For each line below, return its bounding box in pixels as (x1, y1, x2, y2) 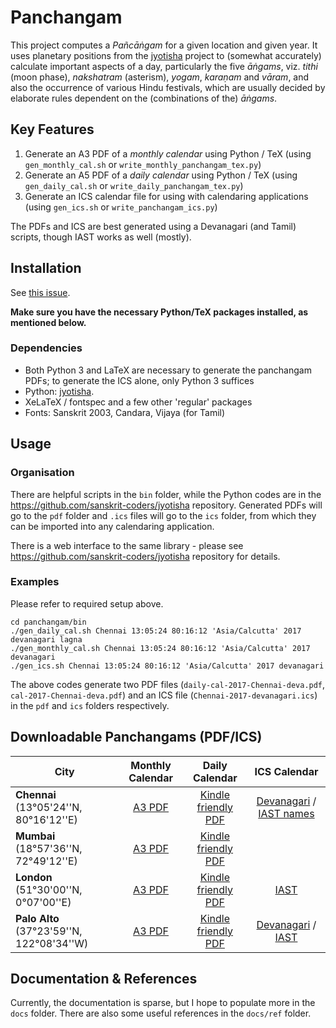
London (15, 870, 53, 884)
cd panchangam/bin (10, 617, 87, 627)
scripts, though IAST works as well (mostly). (10, 231, 192, 243)
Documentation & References (10, 971, 198, 988)
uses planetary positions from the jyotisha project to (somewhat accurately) (10, 49, 322, 61)
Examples (10, 575, 60, 589)
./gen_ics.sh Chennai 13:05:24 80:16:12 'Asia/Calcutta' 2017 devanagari (10, 661, 325, 671)
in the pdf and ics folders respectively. (10, 699, 170, 711)
